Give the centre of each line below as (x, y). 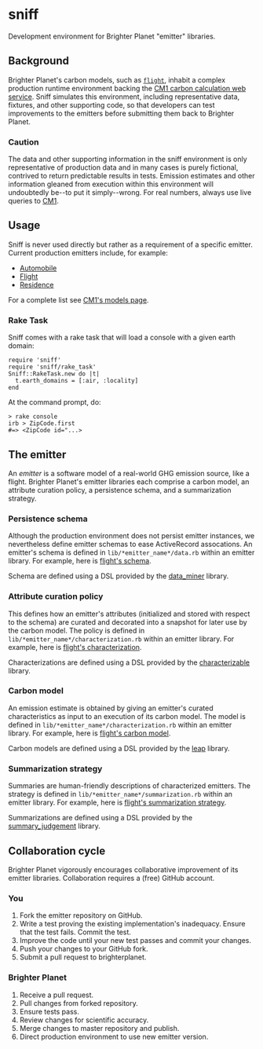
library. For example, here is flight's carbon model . (89, 733)
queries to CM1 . (33, 201)
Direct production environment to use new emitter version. (114, 1036)
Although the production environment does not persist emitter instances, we (131, 536)
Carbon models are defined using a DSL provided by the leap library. (119, 748)
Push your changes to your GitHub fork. (84, 949)
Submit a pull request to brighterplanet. (83, 957)
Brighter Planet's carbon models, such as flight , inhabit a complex (117, 79)
